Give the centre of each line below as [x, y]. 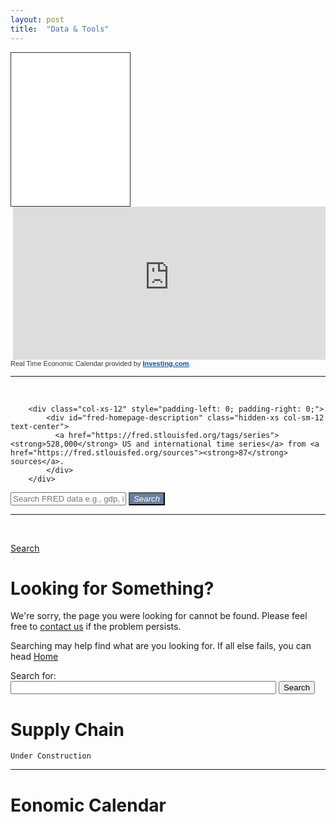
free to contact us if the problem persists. [96, 627]
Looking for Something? [112, 588]
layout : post [37, 19]
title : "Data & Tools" [60, 29]
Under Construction [51, 756]
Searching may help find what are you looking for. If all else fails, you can [161, 646]
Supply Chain [67, 729]
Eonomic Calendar [88, 805]
